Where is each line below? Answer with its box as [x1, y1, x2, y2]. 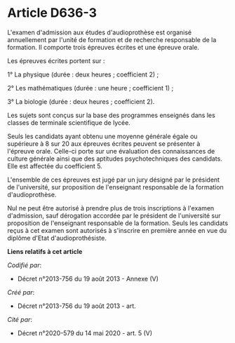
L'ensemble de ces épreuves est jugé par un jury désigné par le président [7, 175, 220, 184]
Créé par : [7, 288, 35, 296]
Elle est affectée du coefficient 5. [7, 161, 103, 170]
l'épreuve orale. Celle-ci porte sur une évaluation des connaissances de [7, 147, 215, 155]
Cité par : [7, 315, 33, 323]
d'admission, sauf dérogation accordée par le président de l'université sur [7, 211, 221, 220]
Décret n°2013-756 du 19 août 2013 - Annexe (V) [17, 274, 159, 283]
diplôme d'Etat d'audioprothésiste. [7, 234, 107, 242]
